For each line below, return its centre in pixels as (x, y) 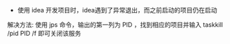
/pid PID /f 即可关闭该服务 (44, 33)
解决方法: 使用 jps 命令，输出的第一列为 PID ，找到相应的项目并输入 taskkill (115, 25)
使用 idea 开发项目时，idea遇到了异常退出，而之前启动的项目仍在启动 (117, 10)
